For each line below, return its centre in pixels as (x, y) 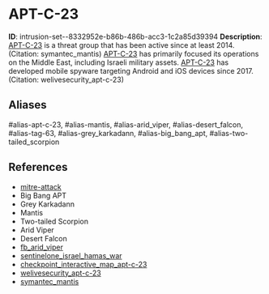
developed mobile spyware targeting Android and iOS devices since (122, 70)
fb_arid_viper (41, 247)
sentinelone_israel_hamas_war (71, 255)
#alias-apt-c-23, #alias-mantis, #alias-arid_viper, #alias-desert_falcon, (126, 124)
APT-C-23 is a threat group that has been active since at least (111, 45)
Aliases (28, 105)
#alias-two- (229, 133)
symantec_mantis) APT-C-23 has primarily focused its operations (149, 53)
